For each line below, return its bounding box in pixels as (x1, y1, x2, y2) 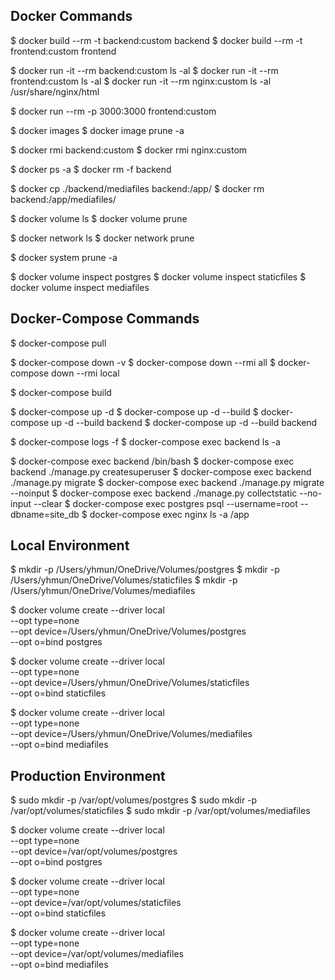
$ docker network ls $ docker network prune (10, 232, 195, 244)
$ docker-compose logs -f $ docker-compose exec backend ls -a (10, 435, 281, 448)
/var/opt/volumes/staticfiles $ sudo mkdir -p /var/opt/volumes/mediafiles (10, 805, 311, 817)
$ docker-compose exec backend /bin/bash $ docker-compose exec (10, 455, 295, 467)
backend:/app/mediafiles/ (10, 193, 117, 205)
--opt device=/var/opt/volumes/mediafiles (10, 948, 184, 960)
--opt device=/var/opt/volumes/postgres (10, 845, 178, 858)
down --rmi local (51, 367, 120, 379)
